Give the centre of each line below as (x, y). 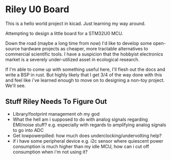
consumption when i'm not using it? (50, 152)
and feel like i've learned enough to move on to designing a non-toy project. (85, 80)
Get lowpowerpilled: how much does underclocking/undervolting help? (87, 136)
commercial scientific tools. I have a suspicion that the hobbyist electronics (84, 54)
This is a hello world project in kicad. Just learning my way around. (76, 23)
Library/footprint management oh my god (56, 114)
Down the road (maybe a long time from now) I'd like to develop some (79, 43)
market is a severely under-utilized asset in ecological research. (72, 59)
